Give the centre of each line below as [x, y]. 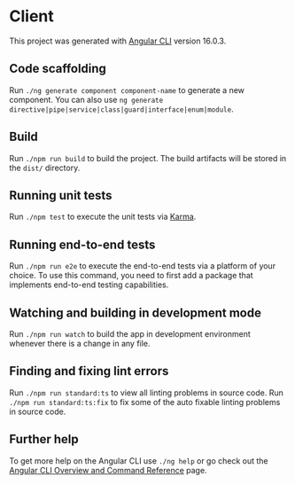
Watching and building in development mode [135, 312]
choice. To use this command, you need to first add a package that [132, 276]
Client [32, 16]
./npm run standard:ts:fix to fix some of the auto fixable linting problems [145, 402]
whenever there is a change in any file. [80, 343]
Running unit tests [61, 195]
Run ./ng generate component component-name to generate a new [127, 90]
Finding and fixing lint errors [89, 371]
